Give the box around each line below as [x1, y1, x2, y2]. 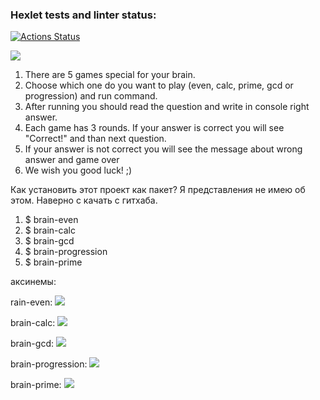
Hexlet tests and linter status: [10, 8, 157, 22]
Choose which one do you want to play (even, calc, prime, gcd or [24, 79, 294, 92]
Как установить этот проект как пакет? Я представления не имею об [10, 184, 306, 196]
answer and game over [24, 154, 120, 166]
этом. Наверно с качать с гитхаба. [10, 194, 158, 207]
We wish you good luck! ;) [24, 164, 133, 177]
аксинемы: [10, 276, 57, 288]
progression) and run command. [24, 90, 158, 102]
